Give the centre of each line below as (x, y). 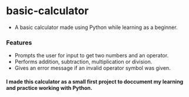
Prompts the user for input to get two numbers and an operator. (92, 56)
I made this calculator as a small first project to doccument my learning (95, 82)
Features (19, 43)
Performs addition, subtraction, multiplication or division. (83, 62)
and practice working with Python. (49, 88)
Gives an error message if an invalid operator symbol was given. (92, 68)
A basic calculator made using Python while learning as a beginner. (96, 27)
